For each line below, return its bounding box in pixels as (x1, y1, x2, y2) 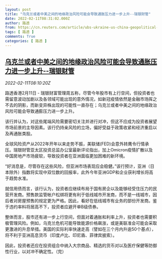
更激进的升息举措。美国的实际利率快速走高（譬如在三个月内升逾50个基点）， (5, 226, 156, 232)
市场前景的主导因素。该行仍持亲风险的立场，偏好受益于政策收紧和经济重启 (5, 124, 153, 130)
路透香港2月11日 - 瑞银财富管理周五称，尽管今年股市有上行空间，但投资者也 (5, 90, 155, 96)
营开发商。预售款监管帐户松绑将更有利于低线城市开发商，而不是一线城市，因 (5, 192, 157, 198)
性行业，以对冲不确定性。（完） (5, 248, 67, 254)
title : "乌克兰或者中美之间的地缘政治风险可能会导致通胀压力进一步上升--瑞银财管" (5, 12, 151, 16)
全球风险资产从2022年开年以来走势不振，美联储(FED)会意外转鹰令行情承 (5, 141, 149, 147)
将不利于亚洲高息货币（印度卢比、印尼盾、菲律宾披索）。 (5, 232, 117, 238)
